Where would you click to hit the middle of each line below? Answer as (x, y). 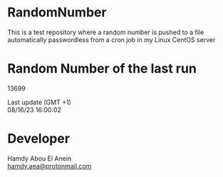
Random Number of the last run (102, 69)
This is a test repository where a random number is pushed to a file (106, 32)
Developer (38, 139)
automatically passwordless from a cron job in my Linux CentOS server (111, 39)
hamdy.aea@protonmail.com (50, 166)
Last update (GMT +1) (39, 102)
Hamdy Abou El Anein (40, 158)
